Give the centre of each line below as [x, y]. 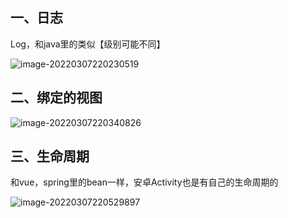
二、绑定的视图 [56, 98]
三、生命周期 [50, 156]
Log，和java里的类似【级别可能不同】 [88, 44]
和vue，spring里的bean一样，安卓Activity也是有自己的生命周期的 [144, 182]
